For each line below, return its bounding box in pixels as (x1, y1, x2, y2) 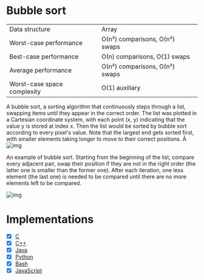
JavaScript (15, 267, 42, 275)
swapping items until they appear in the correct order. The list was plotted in (6, 109, 197, 116)
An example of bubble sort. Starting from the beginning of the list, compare (6, 153, 194, 161)
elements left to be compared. (6, 179, 82, 186)
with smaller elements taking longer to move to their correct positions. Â (6, 135, 187, 142)
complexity (9, 87, 41, 96)
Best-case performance (9, 52, 79, 61)
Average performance (9, 66, 72, 74)
